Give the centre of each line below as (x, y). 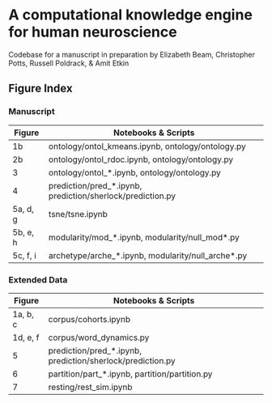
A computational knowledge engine (131, 15)
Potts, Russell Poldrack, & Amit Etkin (69, 63)
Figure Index (40, 89)
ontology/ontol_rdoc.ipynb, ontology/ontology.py (141, 159)
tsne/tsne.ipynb (78, 214)
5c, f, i (24, 255)
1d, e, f (26, 337)
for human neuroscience (93, 32)
